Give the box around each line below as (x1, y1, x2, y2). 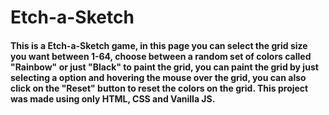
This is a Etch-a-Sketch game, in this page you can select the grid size (10, 39, 308, 51)
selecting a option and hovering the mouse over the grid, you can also (10, 71, 307, 83)
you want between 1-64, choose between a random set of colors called (10, 50, 312, 62)
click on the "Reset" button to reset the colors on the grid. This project (10, 82, 309, 94)
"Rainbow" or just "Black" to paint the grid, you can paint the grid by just (10, 61, 319, 73)
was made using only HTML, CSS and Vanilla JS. (10, 92, 216, 105)
